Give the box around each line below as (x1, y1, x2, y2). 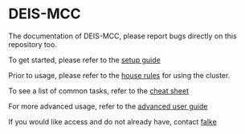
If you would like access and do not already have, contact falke (8, 116, 217, 126)
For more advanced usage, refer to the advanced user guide (8, 101, 208, 111)
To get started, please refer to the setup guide (8, 55, 161, 65)
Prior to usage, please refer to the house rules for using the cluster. (8, 70, 231, 80)
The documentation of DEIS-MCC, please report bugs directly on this (8, 31, 237, 41)
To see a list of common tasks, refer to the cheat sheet (8, 85, 190, 96)
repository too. (8, 39, 58, 49)
